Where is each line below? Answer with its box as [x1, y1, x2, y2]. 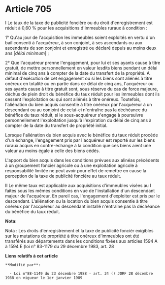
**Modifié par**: [5, 262, 41, 267]
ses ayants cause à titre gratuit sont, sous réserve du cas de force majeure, [5, 86, 159, 92]
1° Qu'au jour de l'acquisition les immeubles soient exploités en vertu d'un [5, 34, 155, 40]
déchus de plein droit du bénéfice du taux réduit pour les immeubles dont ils [5, 91, 160, 97]
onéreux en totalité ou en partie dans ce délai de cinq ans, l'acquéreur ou [5, 80, 154, 87]
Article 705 [5, 3, 52, 15]
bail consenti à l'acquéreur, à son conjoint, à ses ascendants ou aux [5, 39, 143, 45]
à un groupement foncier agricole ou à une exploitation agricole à [5, 162, 138, 168]
